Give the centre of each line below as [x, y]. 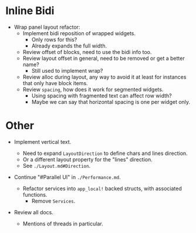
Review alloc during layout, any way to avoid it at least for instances [104, 77]
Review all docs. [34, 212]
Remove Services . [53, 201]
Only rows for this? [54, 39]
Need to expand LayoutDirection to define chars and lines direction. [105, 153]
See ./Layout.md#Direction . [57, 166]
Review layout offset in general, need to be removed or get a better [104, 58]
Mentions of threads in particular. [63, 224]
